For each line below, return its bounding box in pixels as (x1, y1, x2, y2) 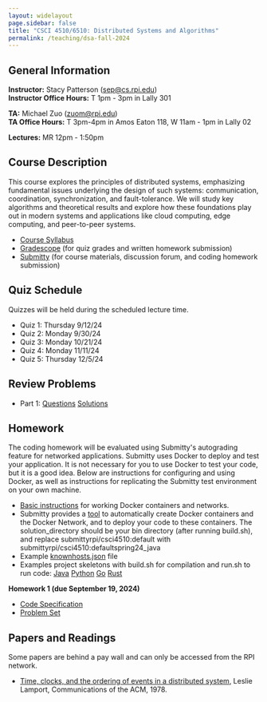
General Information (8, 63, 111, 77)
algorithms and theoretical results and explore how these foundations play (8, 202, 252, 212)
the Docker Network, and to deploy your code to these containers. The (19, 518, 253, 527)
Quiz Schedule (8, 284, 83, 297)
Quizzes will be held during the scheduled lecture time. (8, 304, 189, 314)
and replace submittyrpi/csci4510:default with (19, 534, 171, 544)
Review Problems (8, 377, 96, 391)
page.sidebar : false (8, 19, 77, 27)
